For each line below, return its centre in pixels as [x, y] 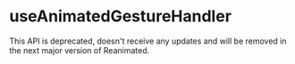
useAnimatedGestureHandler [121, 16]
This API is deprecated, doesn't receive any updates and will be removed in [148, 41]
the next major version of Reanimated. [80, 50]
